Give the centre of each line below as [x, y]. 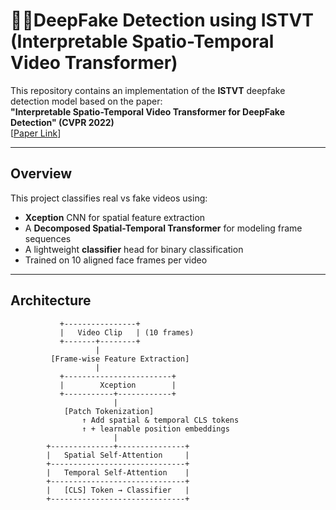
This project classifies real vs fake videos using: [109, 198]
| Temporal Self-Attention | [118, 472]
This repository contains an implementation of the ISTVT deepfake [148, 90]
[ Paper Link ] [36, 133]
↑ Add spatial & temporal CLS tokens [160, 420]
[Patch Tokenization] [109, 411]
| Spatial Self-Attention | [118, 455]
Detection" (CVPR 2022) [62, 122]
